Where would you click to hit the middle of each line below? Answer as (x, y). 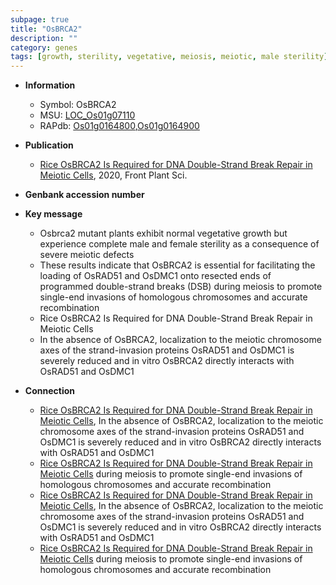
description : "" (44, 38)
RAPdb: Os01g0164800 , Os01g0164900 (119, 126)
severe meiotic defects (87, 255)
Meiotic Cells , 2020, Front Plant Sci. (113, 175)
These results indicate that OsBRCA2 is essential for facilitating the (177, 265)
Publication (49, 145)
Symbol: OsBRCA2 (78, 105)
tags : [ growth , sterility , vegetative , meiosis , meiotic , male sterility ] (169, 57)
